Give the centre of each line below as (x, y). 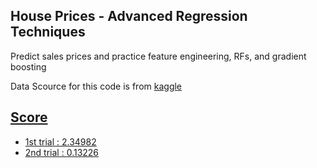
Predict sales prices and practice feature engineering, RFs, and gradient (158, 56)
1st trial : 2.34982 (60, 141)
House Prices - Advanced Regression (129, 16)
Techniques (48, 32)
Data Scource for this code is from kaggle (96, 86)
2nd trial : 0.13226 (62, 152)
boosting (28, 66)
